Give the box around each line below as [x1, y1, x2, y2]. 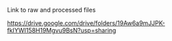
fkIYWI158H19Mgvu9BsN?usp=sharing [7, 27, 116, 34]
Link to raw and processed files [7, 6, 96, 14]
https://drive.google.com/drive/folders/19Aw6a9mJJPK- [7, 19, 166, 27]
